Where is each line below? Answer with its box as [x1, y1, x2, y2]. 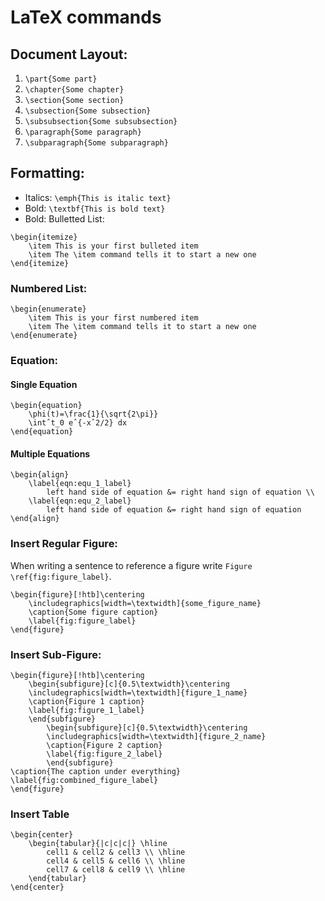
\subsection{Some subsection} [24, 106, 152, 116]
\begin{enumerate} [10, 304, 87, 315]
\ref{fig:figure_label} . [10, 570, 112, 582]
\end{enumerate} [10, 331, 78, 341]
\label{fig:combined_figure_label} [10, 776, 159, 786]
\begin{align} [10, 470, 70, 480]
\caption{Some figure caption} [28, 607, 159, 617]
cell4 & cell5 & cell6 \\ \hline [46, 856, 186, 866]
